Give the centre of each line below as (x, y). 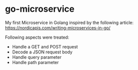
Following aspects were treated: (37, 37)
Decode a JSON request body (42, 52)
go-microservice (40, 9)
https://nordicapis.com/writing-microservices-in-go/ (58, 27)
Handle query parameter (37, 57)
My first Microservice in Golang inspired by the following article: (69, 23)
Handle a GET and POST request (45, 47)
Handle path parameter (35, 62)
